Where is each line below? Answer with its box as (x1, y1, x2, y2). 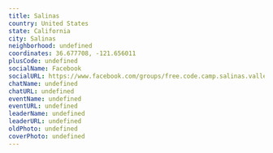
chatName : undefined (8, 79, 79, 87)
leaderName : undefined (8, 110, 85, 118)
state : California (8, 27, 71, 35)
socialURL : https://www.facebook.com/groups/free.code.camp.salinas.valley (8, 72, 271, 80)
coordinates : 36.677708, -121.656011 (8, 49, 136, 57)
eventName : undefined (8, 95, 82, 103)
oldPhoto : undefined (8, 125, 79, 133)
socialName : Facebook (8, 65, 82, 73)
